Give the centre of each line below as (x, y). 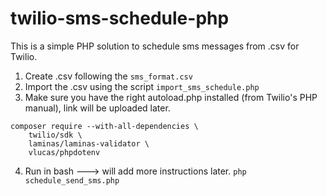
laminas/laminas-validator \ (89, 143)
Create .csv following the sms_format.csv (108, 76)
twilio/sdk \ (55, 135)
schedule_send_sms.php (72, 180)
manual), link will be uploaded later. (97, 108)
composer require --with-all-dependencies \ (104, 126)
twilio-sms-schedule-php (120, 18)
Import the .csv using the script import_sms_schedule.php (142, 86)
